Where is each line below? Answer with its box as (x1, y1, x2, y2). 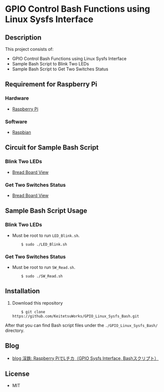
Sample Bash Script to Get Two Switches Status (12, 66, 108, 72)
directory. (5, 327, 24, 333)
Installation (5, 287, 40, 295)
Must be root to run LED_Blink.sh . (12, 232, 80, 238)
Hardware (5, 95, 29, 102)
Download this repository (12, 300, 63, 306)
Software (5, 118, 28, 125)
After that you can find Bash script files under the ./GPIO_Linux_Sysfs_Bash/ (5, 322, 158, 328)
